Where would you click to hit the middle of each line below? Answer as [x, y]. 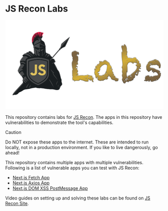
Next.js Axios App [31, 183]
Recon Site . [17, 203]
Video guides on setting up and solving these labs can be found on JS [78, 198]
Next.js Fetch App [31, 177]
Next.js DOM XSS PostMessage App [50, 188]
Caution [13, 132]
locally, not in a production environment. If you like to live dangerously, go [82, 147]
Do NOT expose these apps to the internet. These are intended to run [77, 142]
